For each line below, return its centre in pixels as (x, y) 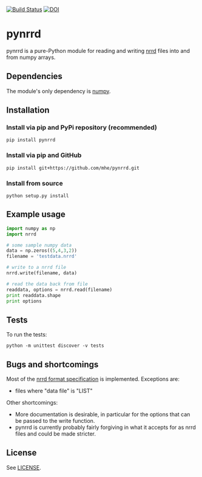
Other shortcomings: (32, 403)
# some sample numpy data (39, 245)
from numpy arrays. (31, 57)
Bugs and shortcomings (52, 364)
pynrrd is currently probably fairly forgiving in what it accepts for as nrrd (105, 427)
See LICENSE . (24, 467)
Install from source (35, 183)
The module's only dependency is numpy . (59, 91)
